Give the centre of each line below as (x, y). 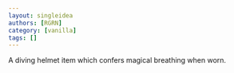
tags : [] (23, 38)
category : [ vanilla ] (43, 30)
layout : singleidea (41, 15)
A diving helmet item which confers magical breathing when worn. (117, 60)
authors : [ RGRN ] (35, 23)
